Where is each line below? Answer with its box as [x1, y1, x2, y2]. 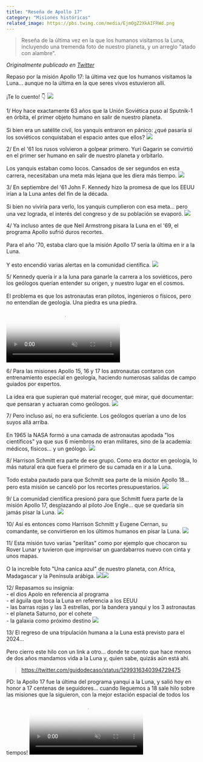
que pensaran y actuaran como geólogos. [6, 401, 111, 408]
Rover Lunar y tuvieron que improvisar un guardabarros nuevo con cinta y [6, 546, 191, 553]
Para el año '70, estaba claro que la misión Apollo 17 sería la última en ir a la [6, 241, 195, 249]
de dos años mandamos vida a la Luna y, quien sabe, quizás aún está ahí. [6, 655, 190, 662]
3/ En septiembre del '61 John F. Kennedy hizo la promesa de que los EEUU [6, 184, 195, 191]
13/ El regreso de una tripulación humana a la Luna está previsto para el [6, 629, 185, 637]
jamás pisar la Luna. [6, 509, 56, 516]
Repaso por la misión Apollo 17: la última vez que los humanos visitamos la [6, 73, 192, 81]
